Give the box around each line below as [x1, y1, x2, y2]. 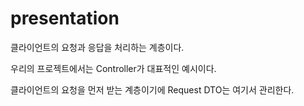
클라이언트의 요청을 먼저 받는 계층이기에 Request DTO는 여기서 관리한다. [10, 83, 295, 96]
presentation [10, 7, 120, 30]
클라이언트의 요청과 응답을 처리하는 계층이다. [10, 41, 185, 53]
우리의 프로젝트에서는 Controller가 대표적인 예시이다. [10, 62, 217, 74]
